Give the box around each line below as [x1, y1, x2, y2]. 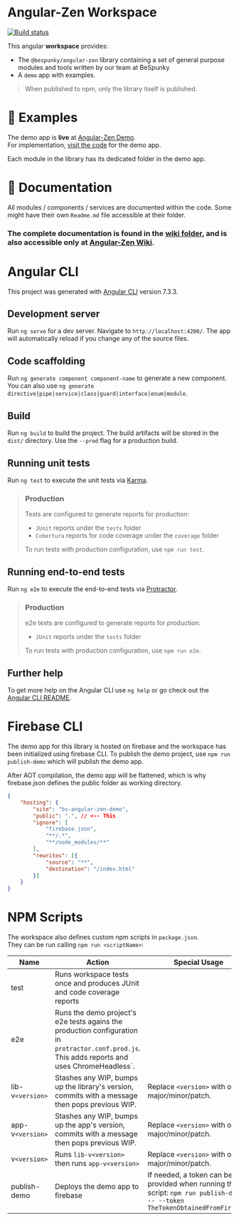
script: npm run [147, 1188, 196, 1198]
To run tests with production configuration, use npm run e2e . [24, 646, 201, 655]
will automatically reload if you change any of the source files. [7, 334, 189, 343]
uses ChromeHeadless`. [54, 1061, 135, 1071]
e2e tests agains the [54, 1017, 123, 1027]
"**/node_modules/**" [45, 839, 110, 846]
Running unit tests [7, 457, 90, 469]
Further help [7, 667, 64, 679]
